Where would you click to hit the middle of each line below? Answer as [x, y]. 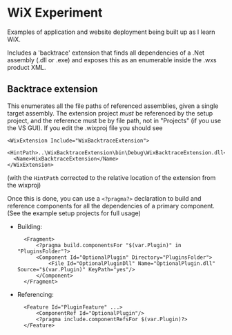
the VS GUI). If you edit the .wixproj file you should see [85, 128]
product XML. [27, 67]
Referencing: [35, 294]
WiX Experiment [55, 13]
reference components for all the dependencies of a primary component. [111, 206]
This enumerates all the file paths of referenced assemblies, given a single [113, 106]
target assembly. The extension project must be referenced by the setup [110, 113]
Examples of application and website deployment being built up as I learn [111, 32]
